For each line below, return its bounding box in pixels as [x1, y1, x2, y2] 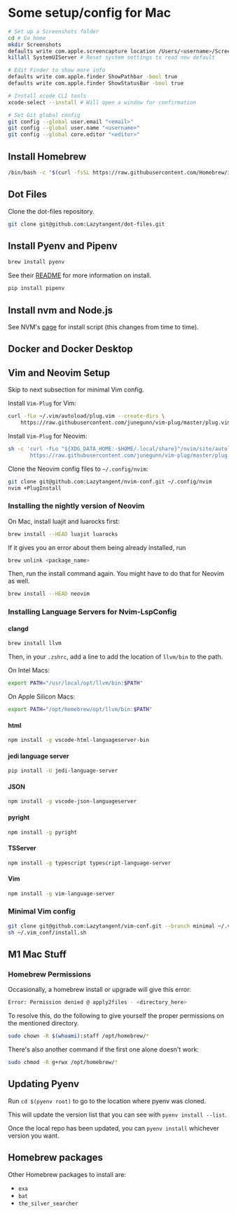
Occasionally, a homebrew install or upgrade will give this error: [8, 986, 192, 994]
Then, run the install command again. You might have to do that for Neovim [8, 570, 225, 578]
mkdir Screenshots [8, 41, 62, 48]
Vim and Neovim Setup [8, 366, 111, 379]
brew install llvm [8, 640, 62, 647]
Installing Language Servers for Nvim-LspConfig [8, 607, 177, 617]
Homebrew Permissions [8, 969, 92, 979]
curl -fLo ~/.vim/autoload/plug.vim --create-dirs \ [8, 413, 165, 420]
